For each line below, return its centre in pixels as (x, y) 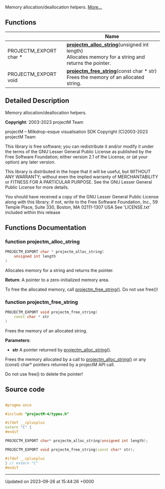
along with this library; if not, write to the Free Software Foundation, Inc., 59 (82, 202)
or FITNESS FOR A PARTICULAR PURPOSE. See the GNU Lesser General (79, 182)
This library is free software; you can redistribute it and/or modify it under (80, 146)
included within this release (33, 212)
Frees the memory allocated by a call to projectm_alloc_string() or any (76, 359)
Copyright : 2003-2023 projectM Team (44, 122)
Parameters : (18, 340)
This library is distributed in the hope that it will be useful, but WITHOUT (78, 171)
